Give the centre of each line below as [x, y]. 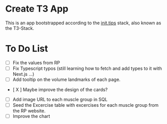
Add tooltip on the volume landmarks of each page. [66, 79]
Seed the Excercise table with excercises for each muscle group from [86, 105]
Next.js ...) [23, 74]
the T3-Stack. [20, 28]
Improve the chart [31, 116]
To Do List [27, 49]
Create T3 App [37, 9]
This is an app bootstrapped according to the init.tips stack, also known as [83, 23]
